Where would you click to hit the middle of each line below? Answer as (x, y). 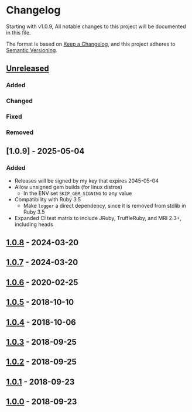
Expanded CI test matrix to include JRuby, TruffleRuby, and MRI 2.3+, (98, 218)
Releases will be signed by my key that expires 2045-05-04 (87, 181)
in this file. (18, 32)
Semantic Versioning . (32, 50)
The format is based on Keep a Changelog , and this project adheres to (91, 44)
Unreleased (28, 69)
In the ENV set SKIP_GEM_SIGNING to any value (78, 193)
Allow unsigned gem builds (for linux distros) (68, 187)
